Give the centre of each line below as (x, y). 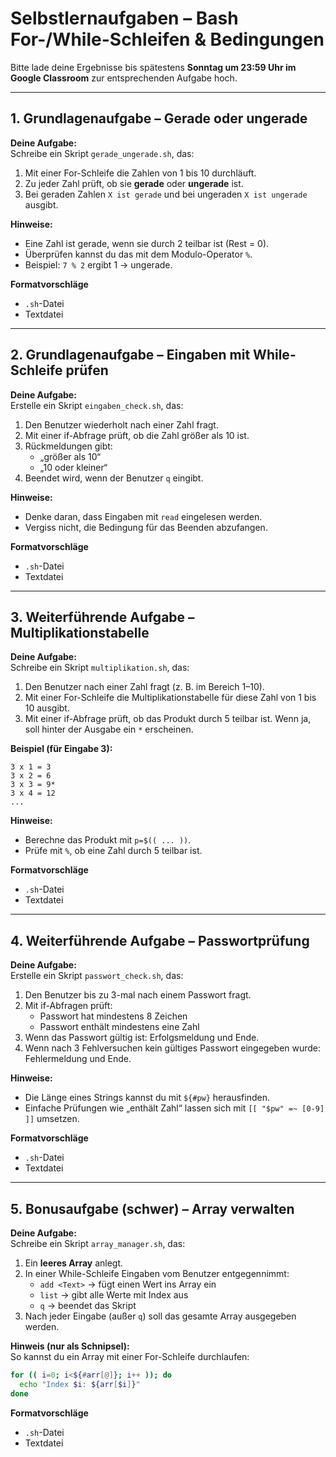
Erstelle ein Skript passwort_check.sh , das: (97, 976)
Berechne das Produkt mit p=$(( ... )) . (108, 840)
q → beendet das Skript (88, 1305)
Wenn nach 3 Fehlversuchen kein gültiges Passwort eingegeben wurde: (173, 1048)
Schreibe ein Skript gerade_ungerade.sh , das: (102, 153)
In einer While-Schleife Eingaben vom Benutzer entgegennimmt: (157, 1273)
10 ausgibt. (47, 708)
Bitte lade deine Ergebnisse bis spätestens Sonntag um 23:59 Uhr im (153, 67)
